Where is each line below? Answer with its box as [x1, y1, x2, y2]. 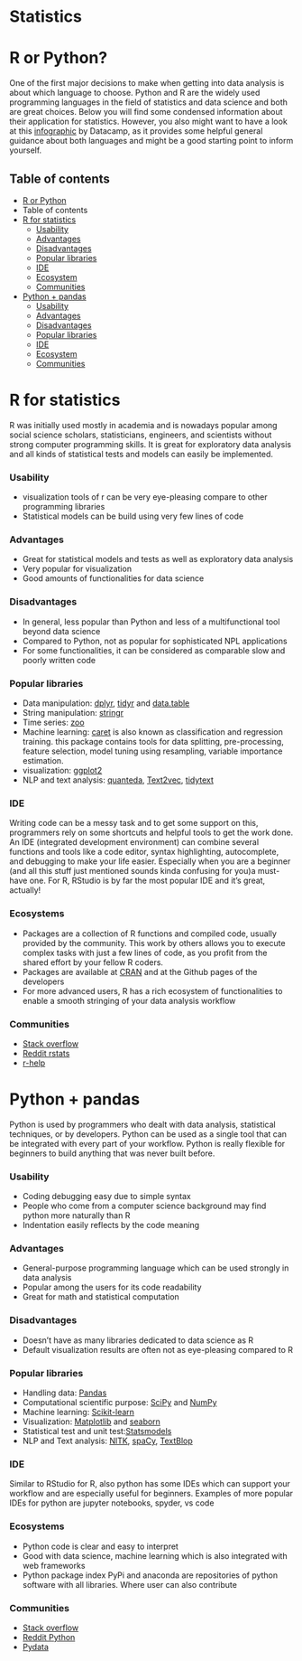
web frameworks [22, 1560, 86, 1571]
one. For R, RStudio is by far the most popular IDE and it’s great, [29, 875, 266, 887]
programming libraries [22, 502, 105, 512]
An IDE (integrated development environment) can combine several [9, 837, 260, 848]
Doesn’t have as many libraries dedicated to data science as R [22, 1335, 254, 1346]
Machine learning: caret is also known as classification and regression [22, 727, 284, 737]
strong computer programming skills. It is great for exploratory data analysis [9, 438, 291, 449]
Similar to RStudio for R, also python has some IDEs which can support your [9, 1478, 291, 1489]
